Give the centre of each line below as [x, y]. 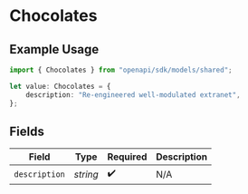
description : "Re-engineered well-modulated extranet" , [134, 95]
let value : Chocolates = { [60, 86]
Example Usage [54, 49]
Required [127, 157]
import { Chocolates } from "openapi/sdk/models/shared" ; [121, 70]
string [86, 174]
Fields [27, 131]
